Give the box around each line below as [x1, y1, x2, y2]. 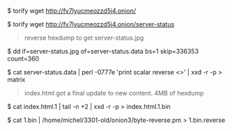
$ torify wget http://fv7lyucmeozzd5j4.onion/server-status [7, 20, 175, 28]
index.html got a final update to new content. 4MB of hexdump [24, 89, 204, 97]
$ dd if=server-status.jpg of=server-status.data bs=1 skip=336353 [7, 47, 199, 55]
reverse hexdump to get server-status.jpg [24, 33, 144, 42]
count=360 [7, 54, 40, 63]
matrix [7, 75, 26, 84]
